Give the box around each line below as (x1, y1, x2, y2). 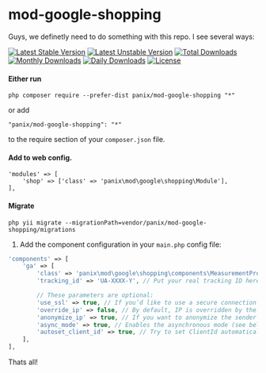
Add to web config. (8, 152, 73, 162)
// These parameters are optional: (36, 291, 154, 299)
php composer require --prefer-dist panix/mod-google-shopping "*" (8, 91, 236, 100)
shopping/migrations (8, 225, 77, 233)
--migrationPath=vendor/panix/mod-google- (64, 218, 207, 227)
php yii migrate (8, 218, 62, 227)
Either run (8, 74, 42, 83)
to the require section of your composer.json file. (8, 135, 165, 144)
